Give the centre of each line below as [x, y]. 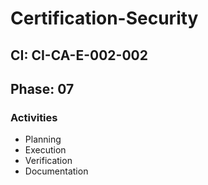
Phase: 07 [42, 88]
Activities [34, 117]
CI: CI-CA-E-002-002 [79, 55]
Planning [43, 139]
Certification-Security [104, 18]
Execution [45, 150]
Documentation [56, 171]
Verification [48, 161]
